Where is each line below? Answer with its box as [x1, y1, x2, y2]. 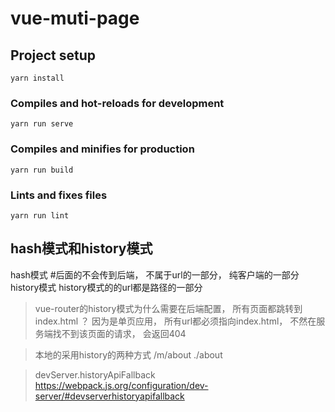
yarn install [10, 73, 65, 83]
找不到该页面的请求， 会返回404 [52, 327, 187, 339]
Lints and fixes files [10, 188, 108, 202]
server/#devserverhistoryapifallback [34, 390, 185, 402]
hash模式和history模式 [10, 240, 153, 257]
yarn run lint [10, 210, 70, 221]
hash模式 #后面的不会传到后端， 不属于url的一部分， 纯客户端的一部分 [10, 268, 300, 281]
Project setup [10, 47, 97, 64]
